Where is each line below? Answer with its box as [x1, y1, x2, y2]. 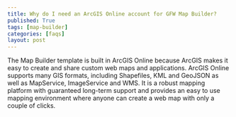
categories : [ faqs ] [7, 30, 65, 38]
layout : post [7, 37, 46, 44]
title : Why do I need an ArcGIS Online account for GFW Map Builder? [7, 10, 218, 18]
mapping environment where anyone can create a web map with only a [7, 94, 215, 103]
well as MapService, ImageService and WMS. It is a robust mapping [7, 79, 206, 87]
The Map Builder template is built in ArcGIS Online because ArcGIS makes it [7, 56, 228, 65]
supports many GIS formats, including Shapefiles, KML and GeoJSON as [7, 72, 219, 80]
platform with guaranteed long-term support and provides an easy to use [7, 87, 221, 95]
